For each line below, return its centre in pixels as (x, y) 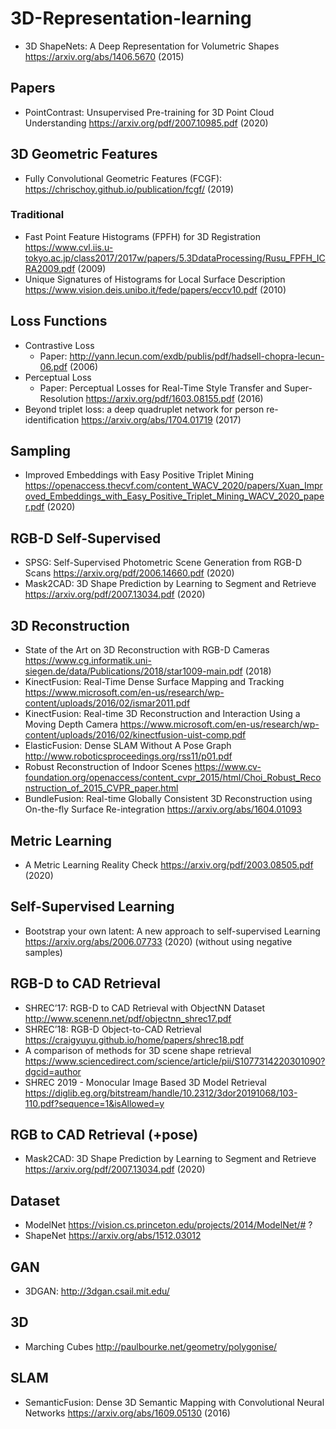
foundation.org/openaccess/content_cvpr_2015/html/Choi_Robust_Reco (173, 778)
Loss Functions (59, 321)
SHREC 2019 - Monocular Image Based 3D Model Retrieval (146, 1082)
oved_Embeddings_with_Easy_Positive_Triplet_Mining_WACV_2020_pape (174, 496)
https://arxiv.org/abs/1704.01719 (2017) (161, 419)
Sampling (41, 451)
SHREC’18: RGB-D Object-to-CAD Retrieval (113, 1029)
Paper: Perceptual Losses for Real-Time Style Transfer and (160, 388)
